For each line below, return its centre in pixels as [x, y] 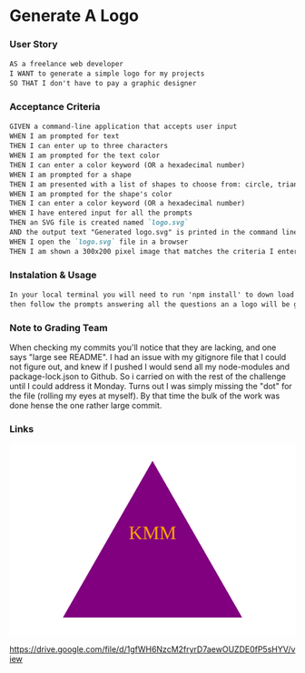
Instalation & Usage [53, 275]
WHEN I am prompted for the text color [85, 156]
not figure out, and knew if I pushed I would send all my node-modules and [150, 367]
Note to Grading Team [59, 327]
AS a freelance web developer [67, 65]
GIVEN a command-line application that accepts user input [123, 127]
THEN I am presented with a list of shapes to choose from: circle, [142, 184]
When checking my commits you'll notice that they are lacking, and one [143, 347]
